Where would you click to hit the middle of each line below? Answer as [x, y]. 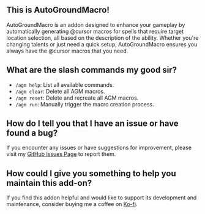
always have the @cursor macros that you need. [67, 51]
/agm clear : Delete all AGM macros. [60, 91]
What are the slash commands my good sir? [92, 70]
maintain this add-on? [49, 183]
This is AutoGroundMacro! [58, 10]
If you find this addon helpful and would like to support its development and [102, 197]
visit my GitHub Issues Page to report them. [61, 154]
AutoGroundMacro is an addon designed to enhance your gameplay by [96, 24]
